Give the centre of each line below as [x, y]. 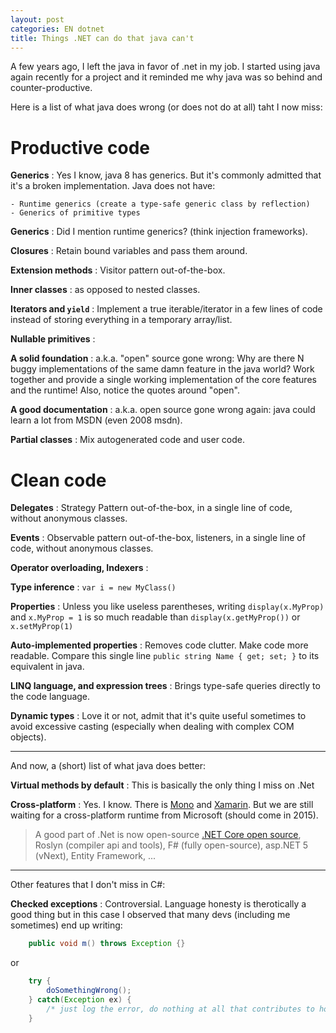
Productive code [80, 147]
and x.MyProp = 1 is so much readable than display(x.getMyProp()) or [155, 617]
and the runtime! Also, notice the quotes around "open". [125, 390]
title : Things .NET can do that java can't [102, 38]
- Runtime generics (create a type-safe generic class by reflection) [160, 204]
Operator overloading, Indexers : [79, 568]
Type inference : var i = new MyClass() [93, 587]
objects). [28, 737]
